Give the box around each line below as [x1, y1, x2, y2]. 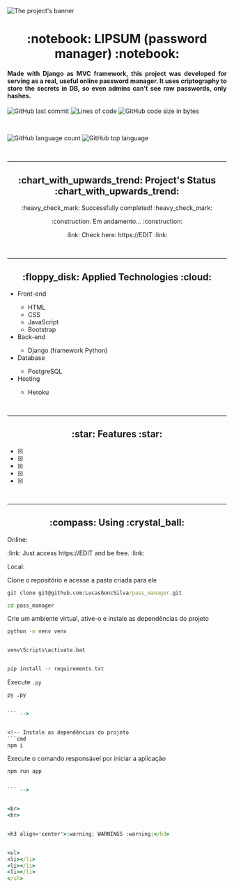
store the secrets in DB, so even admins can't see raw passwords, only [7, 84, 227, 92]
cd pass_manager [7, 602, 54, 609]
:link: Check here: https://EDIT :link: [65, 231, 169, 239]
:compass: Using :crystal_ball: [49, 517, 185, 529]
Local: [7, 562, 25, 571]
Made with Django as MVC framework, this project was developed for [7, 69, 227, 77]
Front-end [17, 289, 47, 298]
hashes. [7, 91, 31, 100]
